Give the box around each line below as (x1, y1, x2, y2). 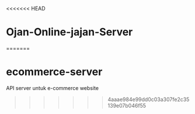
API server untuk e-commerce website (6, 84, 99, 91)
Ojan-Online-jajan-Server (6, 26, 133, 39)
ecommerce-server (6, 65, 103, 78)
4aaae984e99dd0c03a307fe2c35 (107, 96, 190, 103)
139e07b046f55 (107, 102, 147, 109)
